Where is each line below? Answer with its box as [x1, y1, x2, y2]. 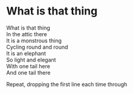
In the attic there [6, 30, 47, 37]
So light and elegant [6, 56, 56, 63]
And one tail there [6, 69, 51, 76]
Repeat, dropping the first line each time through [6, 80, 128, 88]
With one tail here [6, 62, 50, 70]
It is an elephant [6, 49, 47, 57]
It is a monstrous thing [6, 37, 62, 44]
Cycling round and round [6, 43, 68, 51]
